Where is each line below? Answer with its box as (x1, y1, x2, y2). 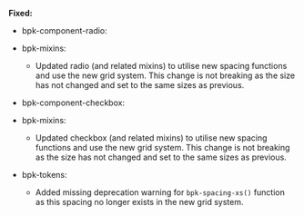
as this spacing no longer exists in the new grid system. (35, 197, 244, 207)
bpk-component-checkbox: (21, 97, 125, 108)
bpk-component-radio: (21, 25, 108, 35)
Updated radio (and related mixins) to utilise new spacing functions (35, 61, 288, 71)
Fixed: (8, 8, 33, 18)
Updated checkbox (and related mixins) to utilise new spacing (35, 133, 268, 143)
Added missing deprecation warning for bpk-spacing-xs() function (35, 187, 286, 198)
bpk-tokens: (21, 170, 67, 180)
